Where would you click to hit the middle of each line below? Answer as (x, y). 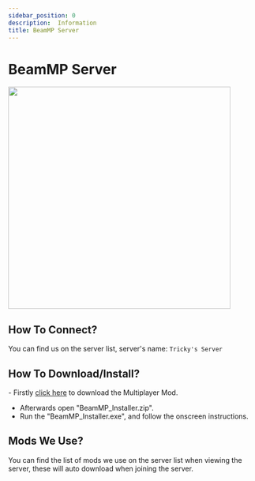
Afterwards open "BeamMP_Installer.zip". (86, 408)
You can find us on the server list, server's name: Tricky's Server (116, 349)
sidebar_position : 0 (42, 15)
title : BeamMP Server (44, 30)
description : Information (52, 23)
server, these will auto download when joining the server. (101, 468)
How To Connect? (53, 330)
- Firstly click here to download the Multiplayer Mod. (93, 393)
